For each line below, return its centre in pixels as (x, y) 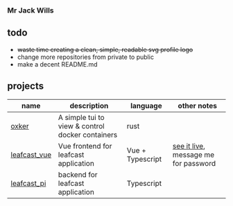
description (89, 105)
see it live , (189, 146)
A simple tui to (81, 117)
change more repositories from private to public (86, 57)
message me (193, 155)
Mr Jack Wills (31, 10)
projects (26, 86)
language (147, 105)
